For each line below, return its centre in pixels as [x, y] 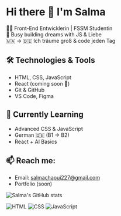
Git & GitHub [30, 90]
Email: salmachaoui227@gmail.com [57, 178]
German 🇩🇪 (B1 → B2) [42, 135]
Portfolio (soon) [33, 184]
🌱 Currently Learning [45, 115]
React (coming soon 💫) [42, 83]
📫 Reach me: [31, 161]
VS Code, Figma [34, 96]
